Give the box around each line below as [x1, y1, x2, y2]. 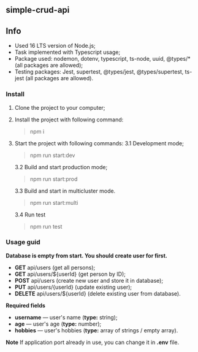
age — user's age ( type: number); [14, 320, 102, 327]
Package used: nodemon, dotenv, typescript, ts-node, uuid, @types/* [14, 55, 191, 63]
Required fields [6, 302, 45, 309]
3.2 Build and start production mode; [14, 163, 108, 170]
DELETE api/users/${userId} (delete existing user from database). [14, 289, 181, 297]
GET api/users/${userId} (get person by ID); [14, 270, 126, 278]
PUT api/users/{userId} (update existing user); [14, 283, 132, 291]
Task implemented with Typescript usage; [14, 48, 121, 56]
